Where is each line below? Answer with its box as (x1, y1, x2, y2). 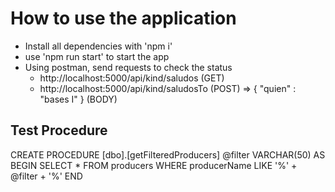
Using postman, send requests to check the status (24, 61, 233, 73)
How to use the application (10, 7, 237, 30)
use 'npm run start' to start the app (24, 50, 170, 62)
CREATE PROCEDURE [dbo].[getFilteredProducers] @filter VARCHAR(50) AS (10, 148, 326, 161)
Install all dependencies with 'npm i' (24, 40, 173, 52)
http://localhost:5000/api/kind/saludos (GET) (39, 72, 225, 84)
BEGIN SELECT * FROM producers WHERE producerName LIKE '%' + (10, 159, 298, 171)
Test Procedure (10, 122, 108, 139)
